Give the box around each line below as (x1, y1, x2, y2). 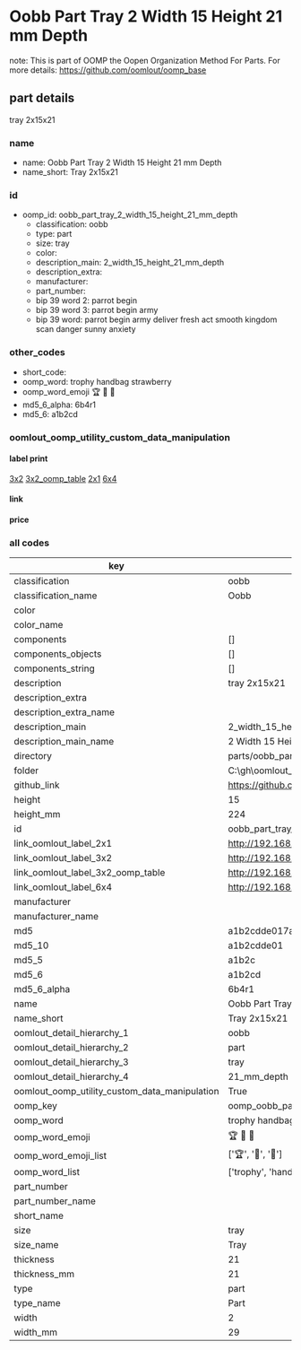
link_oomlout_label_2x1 (13, 837, 113, 849)
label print (9, 453, 48, 464)
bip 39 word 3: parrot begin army (35, 305, 159, 316)
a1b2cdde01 (228, 939, 284, 952)
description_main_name (13, 736, 115, 748)
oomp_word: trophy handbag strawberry (21, 376, 172, 387)
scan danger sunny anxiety (35, 324, 136, 335)
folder (13, 764, 39, 777)
